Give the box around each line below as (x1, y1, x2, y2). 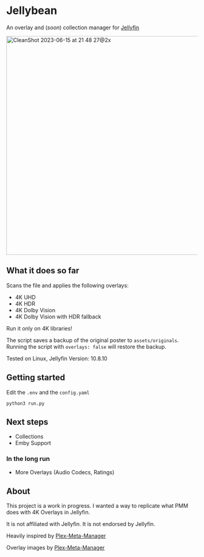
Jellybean (6, 4, 58, 18)
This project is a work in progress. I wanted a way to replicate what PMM (6, 502, 188, 510)
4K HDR (15, 300, 35, 307)
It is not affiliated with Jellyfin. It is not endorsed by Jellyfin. (6, 520, 155, 528)
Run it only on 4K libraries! (6, 324, 73, 332)
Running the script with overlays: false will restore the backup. (6, 343, 167, 350)
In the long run (6, 455, 50, 463)
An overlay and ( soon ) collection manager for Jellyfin (6, 24, 140, 31)
